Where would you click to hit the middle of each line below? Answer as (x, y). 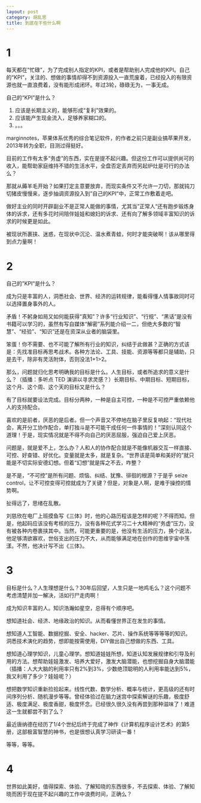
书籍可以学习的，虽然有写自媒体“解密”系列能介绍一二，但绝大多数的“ (91, 324)
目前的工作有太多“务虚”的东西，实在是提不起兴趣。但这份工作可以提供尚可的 (100, 158)
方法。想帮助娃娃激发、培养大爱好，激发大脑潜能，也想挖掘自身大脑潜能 (106, 661)
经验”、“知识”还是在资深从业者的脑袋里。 (72, 332)
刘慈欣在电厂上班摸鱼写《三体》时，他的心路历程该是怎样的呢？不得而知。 (98, 516)
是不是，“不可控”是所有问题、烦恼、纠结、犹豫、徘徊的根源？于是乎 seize (97, 476)
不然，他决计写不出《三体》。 (52, 546)
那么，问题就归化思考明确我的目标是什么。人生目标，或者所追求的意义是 (95, 372)
